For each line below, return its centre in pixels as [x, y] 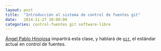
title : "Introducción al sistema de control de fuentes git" [73, 15]
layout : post [19, 10]
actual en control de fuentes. [36, 44]
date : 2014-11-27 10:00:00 [36, 19]
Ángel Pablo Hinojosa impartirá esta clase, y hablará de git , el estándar [80, 39]
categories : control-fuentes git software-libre [58, 24]
